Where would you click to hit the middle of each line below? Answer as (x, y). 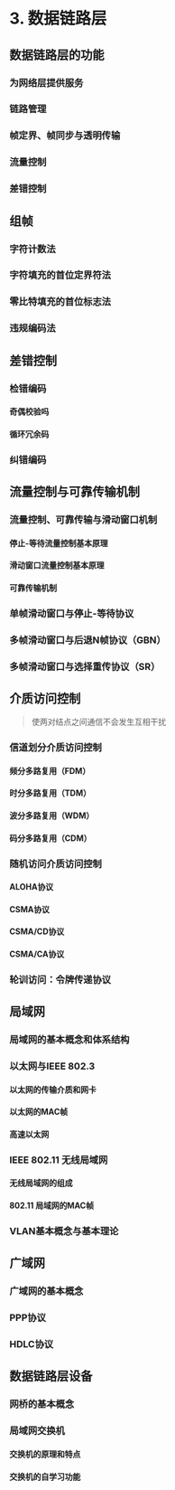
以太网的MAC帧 (39, 1112)
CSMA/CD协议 (37, 931)
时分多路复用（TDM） (51, 793)
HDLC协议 (32, 1344)
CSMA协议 (30, 909)
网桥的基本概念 (42, 1404)
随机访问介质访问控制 (55, 863)
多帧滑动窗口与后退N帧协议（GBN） (88, 640)
